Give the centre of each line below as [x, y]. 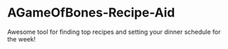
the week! [22, 39]
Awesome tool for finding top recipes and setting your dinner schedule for [114, 32]
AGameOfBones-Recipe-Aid [91, 13]
